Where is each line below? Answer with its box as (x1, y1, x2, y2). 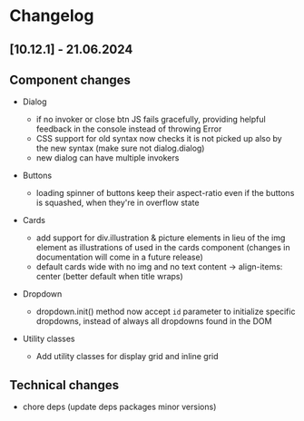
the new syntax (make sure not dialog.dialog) (35, 142, 205, 154)
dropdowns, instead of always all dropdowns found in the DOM (35, 316, 272, 327)
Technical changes (9, 377, 120, 393)
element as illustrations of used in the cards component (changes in (35, 242, 290, 253)
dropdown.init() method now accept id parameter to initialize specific (35, 306, 296, 318)
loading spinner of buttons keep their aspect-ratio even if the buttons (35, 188, 295, 199)
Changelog (9, 5, 94, 26)
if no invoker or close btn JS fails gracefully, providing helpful (35, 114, 266, 125)
